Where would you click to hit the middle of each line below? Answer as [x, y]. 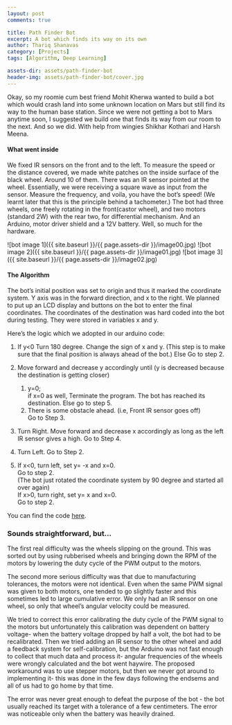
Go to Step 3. [46, 418]
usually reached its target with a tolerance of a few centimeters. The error [113, 706]
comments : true [29, 20]
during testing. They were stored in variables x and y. [83, 320]
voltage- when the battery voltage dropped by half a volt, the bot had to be [114, 634]
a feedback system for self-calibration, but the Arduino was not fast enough [115, 649]
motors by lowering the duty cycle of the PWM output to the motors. [105, 563]
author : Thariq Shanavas [43, 46]
